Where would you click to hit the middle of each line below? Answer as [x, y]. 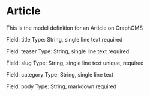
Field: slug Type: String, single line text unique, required [75, 63]
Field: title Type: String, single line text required [64, 39]
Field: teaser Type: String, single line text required [68, 51]
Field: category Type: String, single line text [60, 74]
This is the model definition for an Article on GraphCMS [74, 28]
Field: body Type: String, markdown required [61, 86]
